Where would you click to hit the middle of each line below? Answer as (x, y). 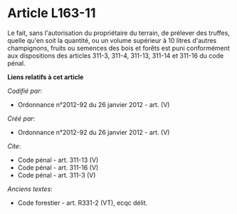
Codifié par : (25, 91)
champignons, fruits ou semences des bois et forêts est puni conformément (118, 48)
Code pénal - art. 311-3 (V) (57, 175)
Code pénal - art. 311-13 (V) (58, 160)
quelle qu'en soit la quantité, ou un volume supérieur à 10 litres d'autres (112, 40)
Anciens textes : (30, 189)
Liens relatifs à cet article (46, 77)
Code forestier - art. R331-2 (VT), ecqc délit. (83, 203)
